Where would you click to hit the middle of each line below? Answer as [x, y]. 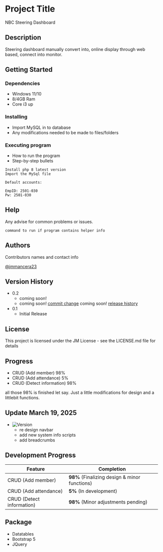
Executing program [28, 145]
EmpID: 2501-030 [21, 191]
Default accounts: [24, 183]
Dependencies [23, 83]
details [12, 346]
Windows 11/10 [27, 94]
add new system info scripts [48, 435]
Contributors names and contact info [42, 257]
